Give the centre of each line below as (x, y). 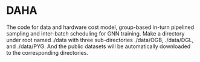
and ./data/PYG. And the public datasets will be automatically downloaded (98, 46)
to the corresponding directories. (47, 52)
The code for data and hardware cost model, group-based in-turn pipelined (100, 27)
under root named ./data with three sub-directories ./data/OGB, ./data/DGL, (100, 40)
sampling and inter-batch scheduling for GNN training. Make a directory (95, 33)
